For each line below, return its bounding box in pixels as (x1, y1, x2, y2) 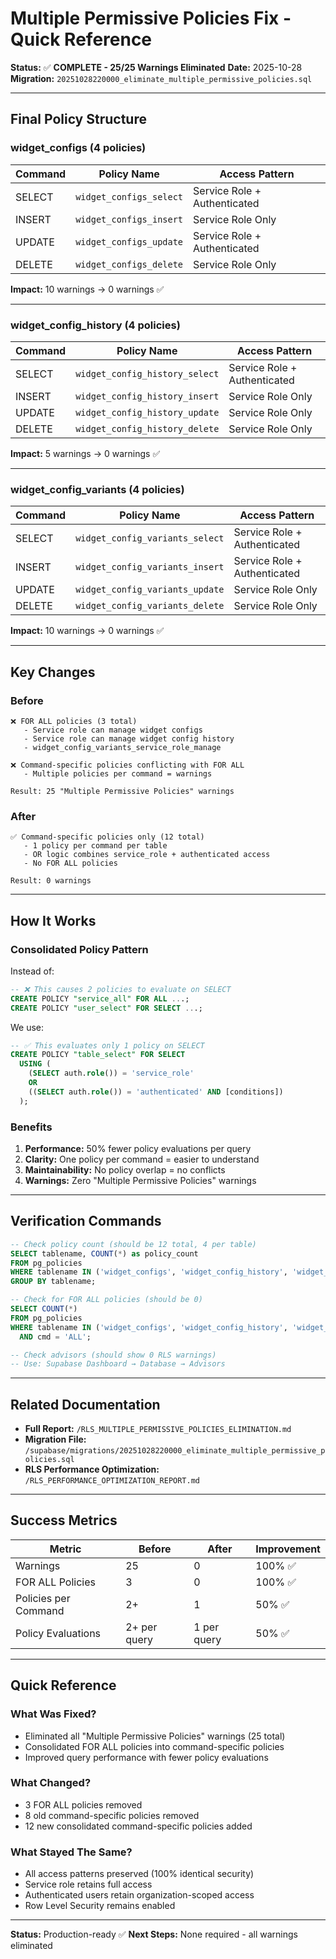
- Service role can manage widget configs (23, 725, 203, 735)
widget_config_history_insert (75, 390, 220, 402)
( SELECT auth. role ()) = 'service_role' (28, 1068, 195, 1079)
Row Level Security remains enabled (24, 1900, 176, 1912)
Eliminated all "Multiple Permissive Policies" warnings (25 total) (24, 1730, 286, 1742)
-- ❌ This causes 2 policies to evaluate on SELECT (10, 984, 232, 994)
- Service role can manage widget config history (23, 733, 235, 744)
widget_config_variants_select (75, 533, 225, 544)
